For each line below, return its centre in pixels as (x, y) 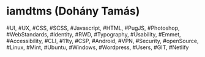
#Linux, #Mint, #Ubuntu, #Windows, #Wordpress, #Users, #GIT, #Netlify (98, 47)
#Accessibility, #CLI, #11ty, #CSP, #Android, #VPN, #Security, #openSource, (102, 41)
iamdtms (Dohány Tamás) (73, 11)
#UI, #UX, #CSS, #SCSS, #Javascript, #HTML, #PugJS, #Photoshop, (93, 28)
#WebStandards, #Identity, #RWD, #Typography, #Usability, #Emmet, (94, 34)
